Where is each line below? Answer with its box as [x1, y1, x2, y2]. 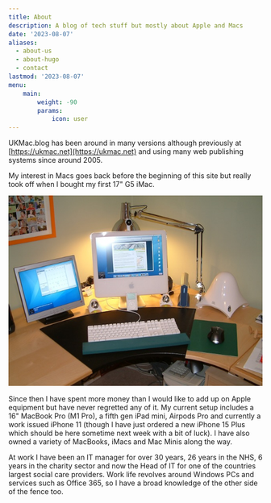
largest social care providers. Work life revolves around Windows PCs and [8, 470, 255, 480]
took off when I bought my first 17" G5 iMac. [8, 180, 155, 189]
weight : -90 [37, 98, 78, 106]
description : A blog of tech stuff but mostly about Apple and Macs [8, 21, 244, 30]
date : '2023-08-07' [8, 30, 74, 38]
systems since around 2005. [8, 156, 103, 165]
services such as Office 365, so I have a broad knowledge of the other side [8, 478, 258, 488]
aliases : [8, 39, 38, 47]
